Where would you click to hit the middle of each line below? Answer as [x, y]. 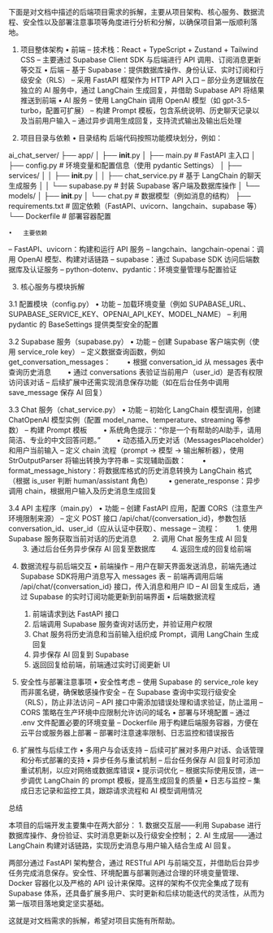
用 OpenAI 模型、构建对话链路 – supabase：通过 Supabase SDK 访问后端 [131, 259]
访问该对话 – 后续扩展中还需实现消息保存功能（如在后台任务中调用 [119, 382]
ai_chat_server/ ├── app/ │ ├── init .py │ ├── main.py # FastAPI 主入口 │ [132, 155]
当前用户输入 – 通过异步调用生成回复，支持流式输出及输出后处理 [134, 121]
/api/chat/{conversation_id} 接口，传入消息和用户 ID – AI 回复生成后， [136, 586]
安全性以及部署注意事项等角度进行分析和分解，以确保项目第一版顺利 [136, 22]
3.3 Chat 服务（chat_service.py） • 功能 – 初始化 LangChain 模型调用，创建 [135, 410]
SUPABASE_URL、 [219, 304]
